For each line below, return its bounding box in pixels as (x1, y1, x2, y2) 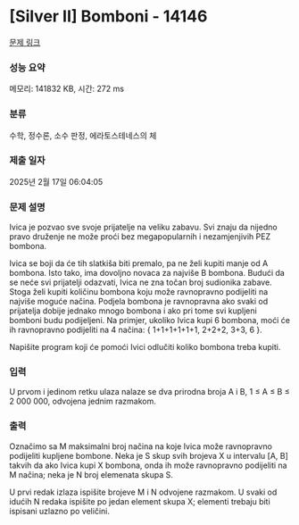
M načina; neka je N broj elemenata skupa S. (9, 469, 174, 479)
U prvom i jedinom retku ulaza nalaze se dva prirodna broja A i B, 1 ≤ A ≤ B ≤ (9, 387, 290, 397)
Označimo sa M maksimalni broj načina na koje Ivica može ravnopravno (9, 440, 272, 452)
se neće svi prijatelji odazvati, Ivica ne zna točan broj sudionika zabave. (9, 277, 272, 287)
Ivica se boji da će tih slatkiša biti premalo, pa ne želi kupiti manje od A (9, 258, 269, 269)
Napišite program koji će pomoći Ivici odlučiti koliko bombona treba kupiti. (9, 342, 281, 353)
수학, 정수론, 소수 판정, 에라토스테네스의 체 (9, 129, 157, 140)
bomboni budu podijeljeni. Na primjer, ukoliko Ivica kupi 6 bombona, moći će (9, 315, 290, 326)
